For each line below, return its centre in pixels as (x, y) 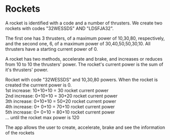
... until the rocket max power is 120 (42, 117)
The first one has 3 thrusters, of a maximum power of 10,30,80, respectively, (85, 38)
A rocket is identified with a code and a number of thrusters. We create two (84, 23)
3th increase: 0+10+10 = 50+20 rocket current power (61, 101)
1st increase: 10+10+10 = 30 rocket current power (57, 90)
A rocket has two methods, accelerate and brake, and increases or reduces (84, 59)
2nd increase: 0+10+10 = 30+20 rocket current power (61, 96)
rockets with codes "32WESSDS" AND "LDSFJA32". (60, 28)
